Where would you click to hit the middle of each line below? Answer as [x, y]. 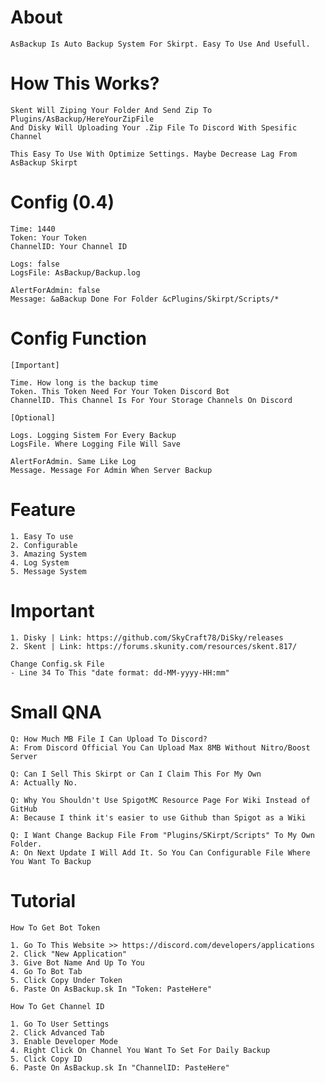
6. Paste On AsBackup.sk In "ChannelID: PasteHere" [120, 1067]
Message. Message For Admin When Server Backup [111, 470]
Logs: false [35, 264]
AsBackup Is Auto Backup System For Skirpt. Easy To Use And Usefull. [160, 44]
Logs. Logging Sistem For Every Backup [93, 435]
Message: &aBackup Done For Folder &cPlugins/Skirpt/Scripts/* [145, 299]
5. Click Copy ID [46, 1059]
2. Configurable [44, 545]
